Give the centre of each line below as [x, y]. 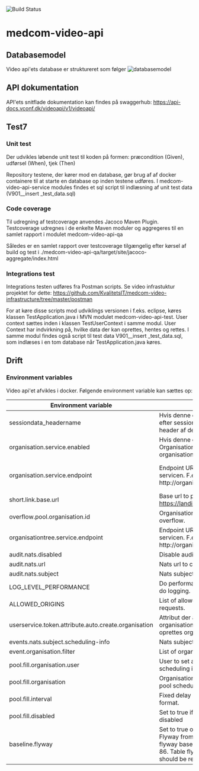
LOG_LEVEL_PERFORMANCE [49, 587]
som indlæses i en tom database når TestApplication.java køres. [84, 342]
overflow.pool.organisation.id [50, 517]
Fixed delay [175, 695]
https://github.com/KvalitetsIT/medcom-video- [110, 293]
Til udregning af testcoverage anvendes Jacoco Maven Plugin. [82, 222]
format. [169, 702]
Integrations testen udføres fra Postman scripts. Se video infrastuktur [91, 287]
